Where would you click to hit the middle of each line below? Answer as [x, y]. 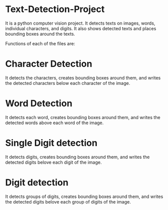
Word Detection [39, 103]
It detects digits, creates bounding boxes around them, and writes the [77, 157]
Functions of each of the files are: [40, 43]
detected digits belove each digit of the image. [53, 162]
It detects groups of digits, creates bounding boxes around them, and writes [84, 196]
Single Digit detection [51, 143]
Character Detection [49, 64]
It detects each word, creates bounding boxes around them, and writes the [83, 117]
